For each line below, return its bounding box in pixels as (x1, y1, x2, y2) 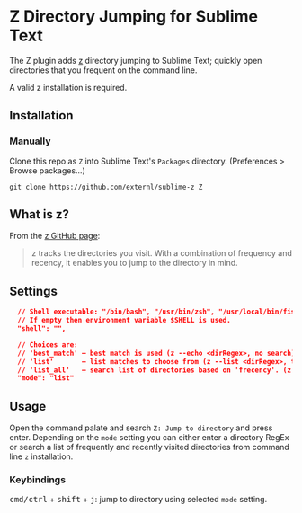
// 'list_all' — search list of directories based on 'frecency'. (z (17, 366, 292, 375)
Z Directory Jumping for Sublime (9, 6, 259, 27)
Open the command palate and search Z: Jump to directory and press (9, 422, 273, 433)
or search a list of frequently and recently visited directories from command (9, 442, 289, 453)
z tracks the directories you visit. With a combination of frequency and (31, 248, 292, 259)
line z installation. (9, 451, 74, 462)
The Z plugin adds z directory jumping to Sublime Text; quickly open (9, 55, 262, 66)
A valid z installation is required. (9, 82, 128, 93)
